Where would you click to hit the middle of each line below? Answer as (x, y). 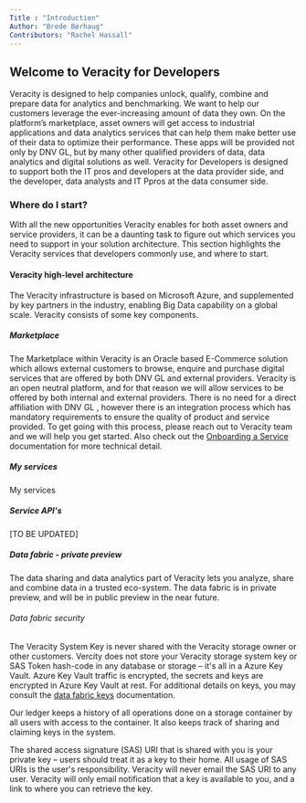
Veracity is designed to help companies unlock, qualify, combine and (139, 94)
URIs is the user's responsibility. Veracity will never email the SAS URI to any (153, 769)
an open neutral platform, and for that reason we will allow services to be (147, 387)
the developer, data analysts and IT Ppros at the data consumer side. (139, 181)
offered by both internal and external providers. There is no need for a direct (153, 397)
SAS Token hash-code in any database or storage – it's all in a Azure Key (146, 666)
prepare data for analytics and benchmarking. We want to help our (135, 104)
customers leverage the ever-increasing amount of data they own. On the (148, 113)
